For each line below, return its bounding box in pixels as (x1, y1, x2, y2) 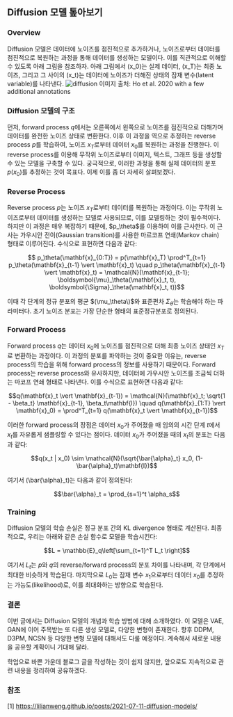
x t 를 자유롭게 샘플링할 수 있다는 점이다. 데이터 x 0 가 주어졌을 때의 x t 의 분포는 (7, 430, 213, 440)
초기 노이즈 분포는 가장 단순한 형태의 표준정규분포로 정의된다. (33, 307, 198, 315)
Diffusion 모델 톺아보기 (7, 6, 103, 19)
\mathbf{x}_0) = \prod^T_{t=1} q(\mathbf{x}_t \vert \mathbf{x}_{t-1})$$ (16, 406, 218, 414)
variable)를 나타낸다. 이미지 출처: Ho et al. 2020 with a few (7, 79, 204, 88)
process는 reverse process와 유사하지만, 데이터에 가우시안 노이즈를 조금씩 (7, 369, 212, 377)
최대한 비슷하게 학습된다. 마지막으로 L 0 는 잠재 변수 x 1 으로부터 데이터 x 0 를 (7, 571, 206, 581)
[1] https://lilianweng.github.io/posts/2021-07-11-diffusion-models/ (7, 702, 198, 710)
